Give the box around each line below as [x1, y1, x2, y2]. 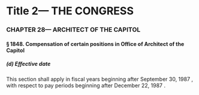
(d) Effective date [6, 60, 51, 68]
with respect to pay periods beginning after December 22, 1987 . [6, 82, 166, 89]
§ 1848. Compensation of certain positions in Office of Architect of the [6, 40, 185, 47]
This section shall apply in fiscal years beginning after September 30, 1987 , [6, 75, 194, 82]
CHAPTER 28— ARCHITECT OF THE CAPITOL [6, 26, 141, 34]
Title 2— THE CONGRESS [6, 4, 134, 18]
